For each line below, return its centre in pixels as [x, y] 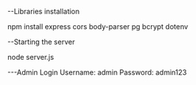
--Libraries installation [44, 11]
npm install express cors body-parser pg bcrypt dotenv [98, 26]
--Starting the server [41, 42]
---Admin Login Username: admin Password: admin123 [97, 72]
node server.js [31, 57]
